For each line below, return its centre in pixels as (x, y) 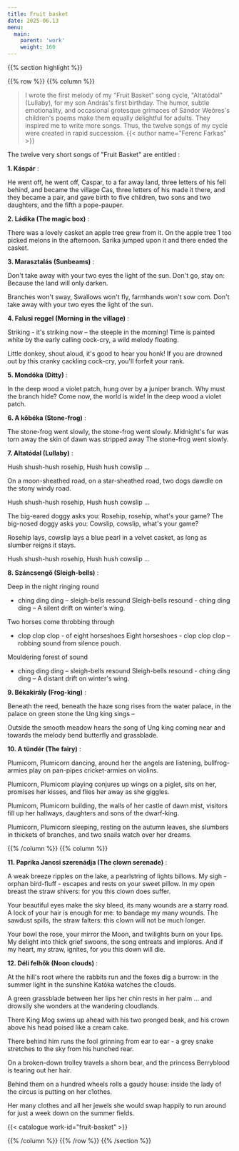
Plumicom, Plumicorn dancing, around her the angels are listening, (105, 763)
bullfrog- (217, 763)
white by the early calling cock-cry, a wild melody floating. (93, 340)
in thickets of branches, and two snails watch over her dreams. (100, 835)
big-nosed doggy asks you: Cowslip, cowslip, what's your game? (103, 523)
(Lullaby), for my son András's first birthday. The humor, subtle (117, 103)
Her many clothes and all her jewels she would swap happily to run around (117, 1105)
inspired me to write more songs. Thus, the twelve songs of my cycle (126, 125)
